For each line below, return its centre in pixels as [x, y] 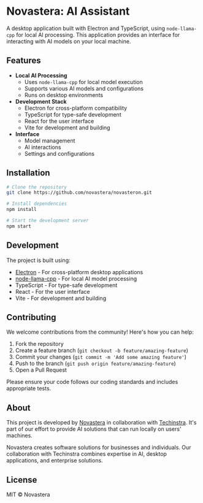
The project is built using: [38, 260]
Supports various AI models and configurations [84, 88]
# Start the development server [48, 221]
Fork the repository [40, 344]
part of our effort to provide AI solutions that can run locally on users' [94, 429]
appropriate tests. [29, 388]
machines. [19, 436]
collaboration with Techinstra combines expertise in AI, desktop [87, 454]
